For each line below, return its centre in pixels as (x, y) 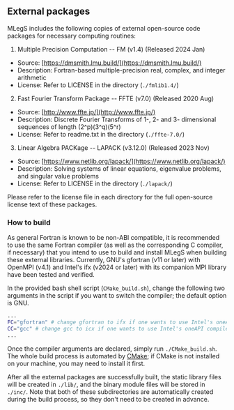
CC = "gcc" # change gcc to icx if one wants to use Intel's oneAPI (106, 328)
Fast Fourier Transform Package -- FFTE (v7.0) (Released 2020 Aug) (116, 98)
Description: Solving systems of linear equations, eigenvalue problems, (119, 168)
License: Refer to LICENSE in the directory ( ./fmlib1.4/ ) (98, 85)
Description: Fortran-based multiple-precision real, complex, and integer (121, 70)
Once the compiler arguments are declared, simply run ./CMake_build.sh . (112, 349)
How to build (29, 222)
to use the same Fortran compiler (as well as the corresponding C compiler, (115, 245)
